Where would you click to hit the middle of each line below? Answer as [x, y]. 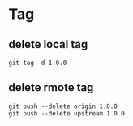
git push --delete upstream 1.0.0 [67, 113]
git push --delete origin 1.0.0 [63, 106]
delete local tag [48, 44]
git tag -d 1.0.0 [38, 63]
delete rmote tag [51, 87]
